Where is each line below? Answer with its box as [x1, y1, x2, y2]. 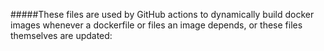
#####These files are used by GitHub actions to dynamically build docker [10, 9, 315, 20]
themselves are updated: [10, 30, 113, 41]
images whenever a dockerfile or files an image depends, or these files [10, 19, 303, 31]
